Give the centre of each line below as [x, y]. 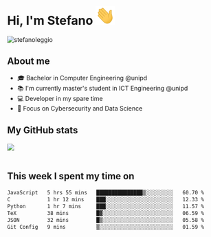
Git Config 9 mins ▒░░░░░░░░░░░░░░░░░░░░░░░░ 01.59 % [106, 227]
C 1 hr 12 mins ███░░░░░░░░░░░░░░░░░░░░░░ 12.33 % [106, 200]
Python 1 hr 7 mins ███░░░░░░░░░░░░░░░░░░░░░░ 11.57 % [106, 207]
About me [29, 61]
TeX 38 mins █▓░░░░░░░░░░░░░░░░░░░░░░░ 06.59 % [106, 214]
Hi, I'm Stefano [50, 20]
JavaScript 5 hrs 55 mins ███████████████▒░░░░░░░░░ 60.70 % [106, 193]
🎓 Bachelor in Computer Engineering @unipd [82, 78]
